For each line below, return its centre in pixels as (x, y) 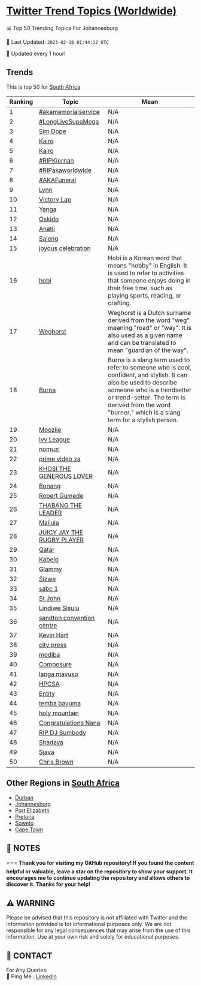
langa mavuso (59, 674)
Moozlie (50, 429)
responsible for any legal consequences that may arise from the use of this (98, 930)
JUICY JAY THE (61, 532)
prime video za (60, 459)
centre (48, 625)
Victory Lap (55, 199)
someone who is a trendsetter (150, 390)
